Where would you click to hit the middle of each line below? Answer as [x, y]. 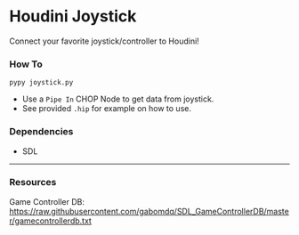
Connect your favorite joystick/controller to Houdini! [105, 41]
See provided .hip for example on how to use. [106, 109]
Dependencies [41, 132]
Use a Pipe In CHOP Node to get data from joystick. [118, 99]
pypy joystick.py [41, 83]
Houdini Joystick [73, 16]
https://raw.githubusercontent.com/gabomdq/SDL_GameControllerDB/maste [149, 211]
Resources [33, 182]
